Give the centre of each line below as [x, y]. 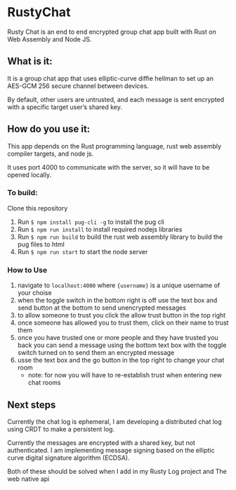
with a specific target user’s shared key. [65, 107]
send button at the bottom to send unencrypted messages [101, 308]
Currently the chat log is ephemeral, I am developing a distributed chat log [115, 421]
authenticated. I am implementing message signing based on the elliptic [111, 450]
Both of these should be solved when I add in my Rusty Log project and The [117, 471]
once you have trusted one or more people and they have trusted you [118, 338]
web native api [28, 479]
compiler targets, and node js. [51, 153]
